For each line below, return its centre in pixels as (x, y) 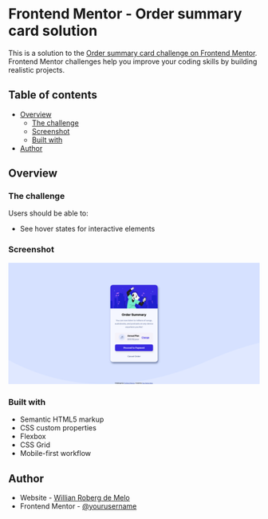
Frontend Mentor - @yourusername (78, 506)
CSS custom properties (58, 428)
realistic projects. (37, 69)
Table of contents (53, 95)
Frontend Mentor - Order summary (125, 14)
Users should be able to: (49, 213)
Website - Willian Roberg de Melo (75, 497)
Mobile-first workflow (55, 454)
